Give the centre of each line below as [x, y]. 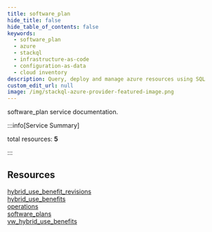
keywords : [22, 33]
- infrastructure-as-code [52, 60]
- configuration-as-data [50, 66]
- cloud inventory [41, 72]
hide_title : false [34, 20]
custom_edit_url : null [40, 86]
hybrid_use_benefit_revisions [49, 191]
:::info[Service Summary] [44, 125]
